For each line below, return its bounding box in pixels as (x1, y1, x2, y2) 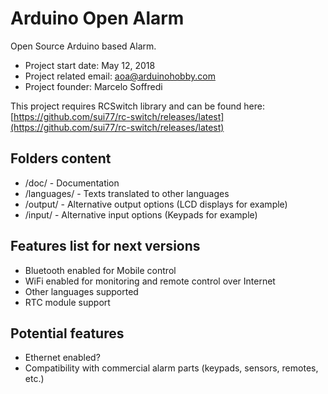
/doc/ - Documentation (24, 177, 120, 189)
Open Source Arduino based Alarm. (10, 40, 157, 52)
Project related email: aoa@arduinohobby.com (24, 70, 216, 82)
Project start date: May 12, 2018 (24, 59, 156, 71)
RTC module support (24, 296, 111, 308)
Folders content (10, 150, 112, 167)
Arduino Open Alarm (10, 7, 185, 30)
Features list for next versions (10, 238, 201, 255)
